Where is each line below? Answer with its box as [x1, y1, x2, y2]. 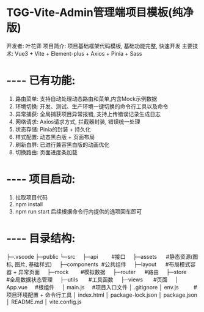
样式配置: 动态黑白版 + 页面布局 [15, 133, 95, 141]
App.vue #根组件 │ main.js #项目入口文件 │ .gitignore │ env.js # [6, 283, 197, 291]
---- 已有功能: [6, 74, 76, 87]
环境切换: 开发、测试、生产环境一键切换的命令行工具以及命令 [15, 102, 169, 110]
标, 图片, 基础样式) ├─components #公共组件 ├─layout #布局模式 [6, 261, 191, 268]
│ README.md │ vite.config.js [6, 298, 82, 305]
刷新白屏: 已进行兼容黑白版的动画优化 [15, 141, 110, 148]
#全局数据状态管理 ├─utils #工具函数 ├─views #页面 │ [6, 276, 179, 283]
